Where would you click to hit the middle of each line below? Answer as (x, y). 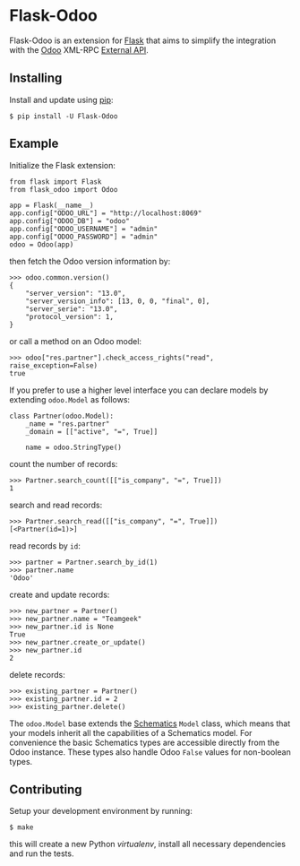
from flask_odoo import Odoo (64, 189)
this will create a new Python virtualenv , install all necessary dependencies (148, 844)
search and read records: (56, 505)
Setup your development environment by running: (101, 811)
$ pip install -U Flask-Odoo (64, 116)
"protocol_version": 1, (70, 316)
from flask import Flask (56, 182)
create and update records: (60, 594)
